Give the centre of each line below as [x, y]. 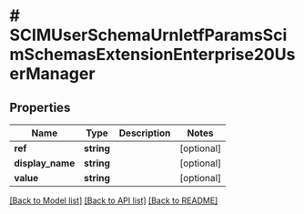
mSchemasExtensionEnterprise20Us [152, 55]
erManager [52, 74]
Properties [40, 107]
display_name [45, 163]
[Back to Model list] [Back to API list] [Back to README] [114, 200]
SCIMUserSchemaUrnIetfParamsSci [148, 35]
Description [145, 133]
